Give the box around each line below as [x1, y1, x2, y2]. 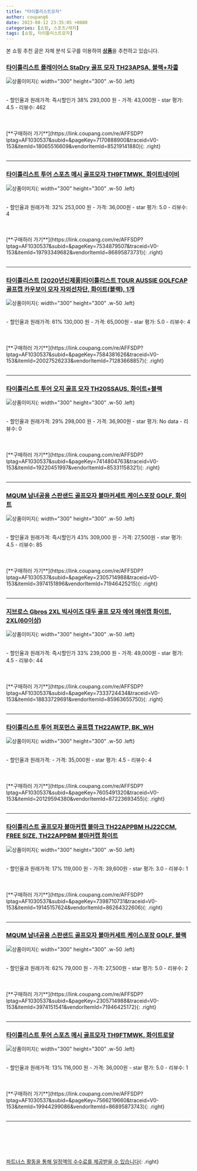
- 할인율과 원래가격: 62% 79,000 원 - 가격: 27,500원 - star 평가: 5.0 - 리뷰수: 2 [6, 964, 188, 971]
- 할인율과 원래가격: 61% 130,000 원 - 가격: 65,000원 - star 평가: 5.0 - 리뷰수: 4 [6, 318, 191, 326]
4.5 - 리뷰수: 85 [6, 541, 43, 548]
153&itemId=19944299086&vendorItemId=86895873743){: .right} [6, 1103, 165, 1110]
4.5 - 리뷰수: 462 [6, 104, 46, 111]
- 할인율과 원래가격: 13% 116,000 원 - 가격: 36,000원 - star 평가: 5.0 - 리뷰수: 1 [6, 1064, 189, 1071]
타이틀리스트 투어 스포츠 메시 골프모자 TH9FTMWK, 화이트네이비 [6, 170, 180, 179]
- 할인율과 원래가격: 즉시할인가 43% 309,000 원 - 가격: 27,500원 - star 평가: [6, 534, 183, 541]
